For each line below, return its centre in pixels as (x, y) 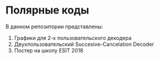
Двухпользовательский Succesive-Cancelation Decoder (84, 44)
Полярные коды (48, 10)
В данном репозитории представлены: (54, 26)
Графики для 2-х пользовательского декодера (73, 38)
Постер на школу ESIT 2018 (49, 50)
